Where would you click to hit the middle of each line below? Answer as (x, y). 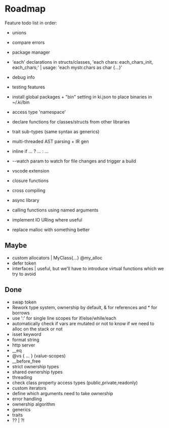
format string (26, 339)
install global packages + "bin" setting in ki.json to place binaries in (82, 97)
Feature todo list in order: (31, 23)
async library (26, 200)
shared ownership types (37, 372)
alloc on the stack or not (37, 329)
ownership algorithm (33, 404)
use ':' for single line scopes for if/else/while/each (64, 318)
